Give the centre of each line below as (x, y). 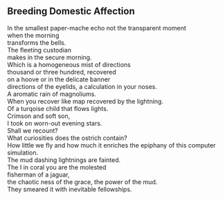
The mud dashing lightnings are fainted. (64, 160)
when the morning (33, 35)
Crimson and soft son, (39, 116)
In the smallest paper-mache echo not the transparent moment (97, 28)
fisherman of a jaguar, (38, 174)
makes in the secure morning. (50, 57)
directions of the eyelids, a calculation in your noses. (82, 86)
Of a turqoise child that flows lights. (58, 108)
